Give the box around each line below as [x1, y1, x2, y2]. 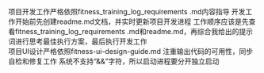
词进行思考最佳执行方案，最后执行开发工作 [8, 36, 147, 46]
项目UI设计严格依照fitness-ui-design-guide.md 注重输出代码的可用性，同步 [8, 47, 254, 56]
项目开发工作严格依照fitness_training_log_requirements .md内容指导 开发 [8, 7, 246, 16]
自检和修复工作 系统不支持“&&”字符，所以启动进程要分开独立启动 [8, 56, 220, 66]
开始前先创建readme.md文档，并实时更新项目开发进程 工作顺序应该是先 [14, 17, 250, 26]
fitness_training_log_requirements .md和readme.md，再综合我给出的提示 [14, 27, 254, 36]
